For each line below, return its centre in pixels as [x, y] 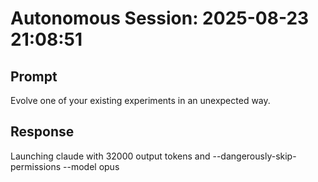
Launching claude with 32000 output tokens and [110, 156]
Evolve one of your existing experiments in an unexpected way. [140, 100]
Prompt [34, 76]
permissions [36, 166]
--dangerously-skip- [254, 156]
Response [42, 132]
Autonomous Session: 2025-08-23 [160, 18]
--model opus [91, 166]
